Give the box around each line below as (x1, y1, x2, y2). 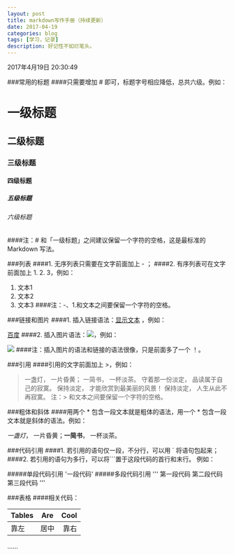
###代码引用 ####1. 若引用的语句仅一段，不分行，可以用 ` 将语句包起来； (7, 446, 219, 454)
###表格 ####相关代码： (7, 493, 80, 502)
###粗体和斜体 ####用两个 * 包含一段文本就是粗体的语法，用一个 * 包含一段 (7, 407, 227, 416)
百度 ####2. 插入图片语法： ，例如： (7, 330, 119, 338)
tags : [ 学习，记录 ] (7, 36, 59, 43)
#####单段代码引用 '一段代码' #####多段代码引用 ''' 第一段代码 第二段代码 (7, 470, 224, 478)
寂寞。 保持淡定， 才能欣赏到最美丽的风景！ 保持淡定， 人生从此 (36, 383, 221, 392)
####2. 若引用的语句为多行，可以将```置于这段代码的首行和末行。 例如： (7, 455, 215, 463)
